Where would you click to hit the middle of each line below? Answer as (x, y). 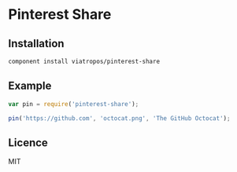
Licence (28, 143)
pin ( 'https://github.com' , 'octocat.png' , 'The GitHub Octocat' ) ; (119, 118)
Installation (36, 44)
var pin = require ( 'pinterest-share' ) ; (74, 104)
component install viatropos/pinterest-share (84, 61)
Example (30, 86)
